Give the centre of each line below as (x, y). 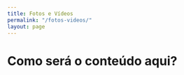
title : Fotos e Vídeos (40, 14)
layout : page (26, 26)
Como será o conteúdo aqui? (92, 61)
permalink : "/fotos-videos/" (50, 20)
